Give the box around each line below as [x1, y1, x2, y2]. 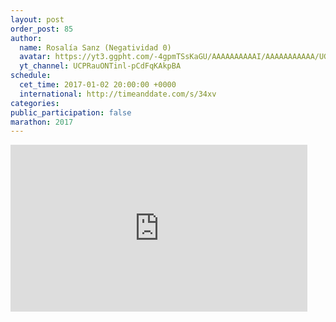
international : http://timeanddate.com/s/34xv [19, 89, 217, 99]
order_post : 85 [10, 24, 74, 34]
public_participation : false [10, 107, 132, 118]
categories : [10, 98, 60, 108]
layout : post [10, 14, 65, 25]
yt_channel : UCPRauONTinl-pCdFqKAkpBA [19, 61, 182, 71]
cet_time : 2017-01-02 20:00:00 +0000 [19, 80, 177, 90]
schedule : [10, 71, 52, 81]
